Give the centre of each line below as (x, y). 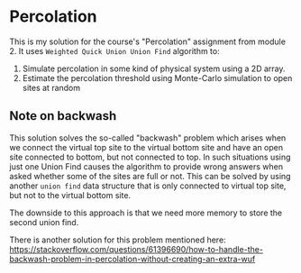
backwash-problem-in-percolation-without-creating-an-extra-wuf (132, 259)
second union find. (44, 222)
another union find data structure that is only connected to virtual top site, (148, 186)
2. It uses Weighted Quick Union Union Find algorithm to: (114, 50)
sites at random (51, 87)
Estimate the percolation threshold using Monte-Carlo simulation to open (157, 77)
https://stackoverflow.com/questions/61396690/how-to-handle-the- (137, 249)
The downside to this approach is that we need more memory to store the (146, 213)
